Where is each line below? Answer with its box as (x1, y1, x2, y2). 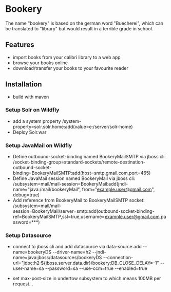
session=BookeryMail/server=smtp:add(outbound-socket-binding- (12, 208, 155, 214)
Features (5, 41, 34, 49)
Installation (5, 80, 42, 89)
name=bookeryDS (12, 249, 52, 255)
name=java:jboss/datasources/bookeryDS (12, 254, 102, 261)
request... (12, 281, 33, 287)
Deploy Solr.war (12, 129, 47, 135)
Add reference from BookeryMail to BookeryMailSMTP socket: (12, 197, 145, 204)
